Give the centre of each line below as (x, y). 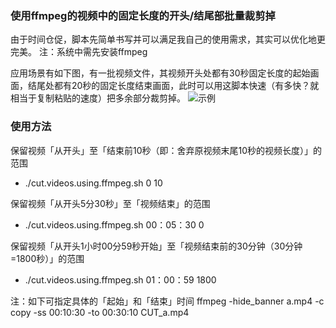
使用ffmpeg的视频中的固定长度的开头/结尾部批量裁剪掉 (143, 15)
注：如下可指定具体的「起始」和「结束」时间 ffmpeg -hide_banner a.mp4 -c (167, 301)
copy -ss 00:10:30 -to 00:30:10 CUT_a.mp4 (100, 312)
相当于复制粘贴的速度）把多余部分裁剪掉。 (98, 98)
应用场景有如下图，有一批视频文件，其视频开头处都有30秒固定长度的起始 (160, 73)
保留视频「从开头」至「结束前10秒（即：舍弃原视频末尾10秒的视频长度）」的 (166, 150)
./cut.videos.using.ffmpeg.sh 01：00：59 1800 (120, 279)
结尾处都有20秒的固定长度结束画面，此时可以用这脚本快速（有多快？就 (173, 86)
